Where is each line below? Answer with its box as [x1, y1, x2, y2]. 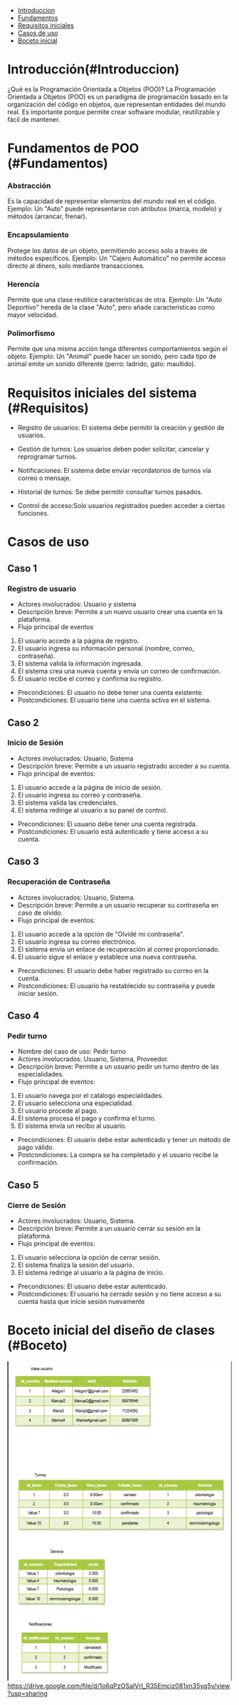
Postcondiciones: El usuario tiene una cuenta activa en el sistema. [17, 696, 212, 705]
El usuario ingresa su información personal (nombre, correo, [17, 644, 194, 653]
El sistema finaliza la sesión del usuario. [17, 1261, 134, 1269]
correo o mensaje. [17, 474, 72, 482]
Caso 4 [7, 1009, 40, 1022]
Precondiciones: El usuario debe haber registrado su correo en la [17, 966, 209, 974]
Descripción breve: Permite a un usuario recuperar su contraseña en [17, 900, 219, 909]
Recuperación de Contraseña [7, 877, 111, 887]
